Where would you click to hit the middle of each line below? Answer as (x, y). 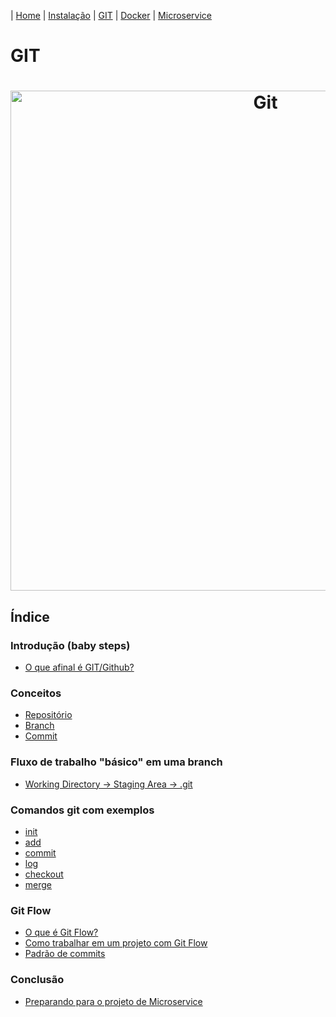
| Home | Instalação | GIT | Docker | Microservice (111, 15)
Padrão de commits (65, 954)
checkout (44, 874)
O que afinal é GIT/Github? (79, 667)
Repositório (48, 715)
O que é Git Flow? (61, 932)
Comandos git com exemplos (82, 810)
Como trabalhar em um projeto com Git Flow (116, 943)
